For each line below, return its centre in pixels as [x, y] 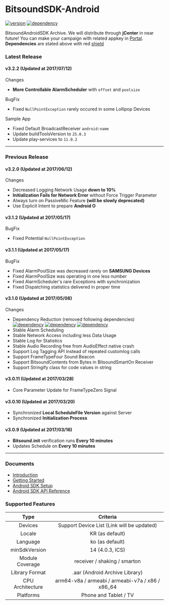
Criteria [108, 517]
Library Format [28, 573]
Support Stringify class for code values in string [62, 367]
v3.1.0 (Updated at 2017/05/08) [39, 298]
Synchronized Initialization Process [50, 418]
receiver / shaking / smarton [107, 561]
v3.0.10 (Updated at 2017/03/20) [40, 401]
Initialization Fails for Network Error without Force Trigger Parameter [85, 195]
